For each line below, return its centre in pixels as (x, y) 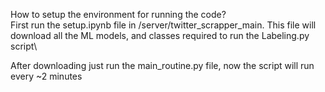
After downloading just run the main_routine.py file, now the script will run (162, 65)
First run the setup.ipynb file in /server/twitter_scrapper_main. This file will (163, 25)
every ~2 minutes (46, 76)
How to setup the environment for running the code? (118, 14)
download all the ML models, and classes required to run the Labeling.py (160, 35)
